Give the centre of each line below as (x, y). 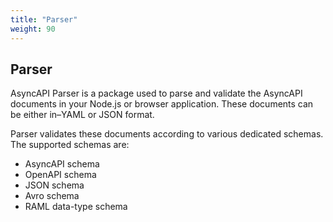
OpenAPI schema (60, 175)
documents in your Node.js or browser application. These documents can (162, 104)
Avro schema (52, 196)
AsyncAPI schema (62, 164)
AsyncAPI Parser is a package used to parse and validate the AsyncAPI (156, 93)
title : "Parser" (44, 19)
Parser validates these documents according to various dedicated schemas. (167, 134)
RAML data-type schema (76, 207)
